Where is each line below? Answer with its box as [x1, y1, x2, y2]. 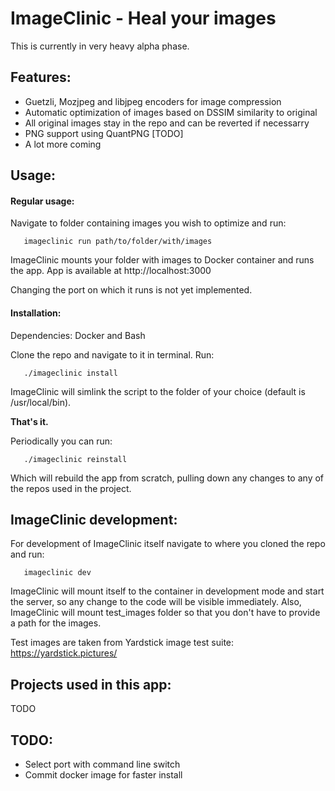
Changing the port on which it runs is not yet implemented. [10, 284, 253, 296]
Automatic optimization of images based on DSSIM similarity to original [24, 106, 318, 118]
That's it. [10, 415, 49, 427]
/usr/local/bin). [10, 396, 72, 408]
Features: [10, 69, 72, 86]
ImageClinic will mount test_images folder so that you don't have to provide [10, 607, 321, 619]
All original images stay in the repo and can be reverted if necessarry [24, 117, 310, 129]
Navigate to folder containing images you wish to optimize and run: [10, 217, 287, 229]
